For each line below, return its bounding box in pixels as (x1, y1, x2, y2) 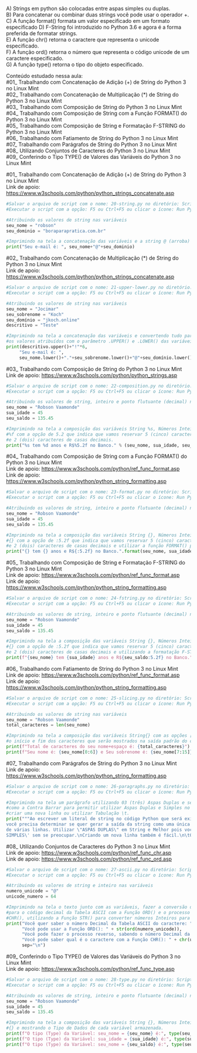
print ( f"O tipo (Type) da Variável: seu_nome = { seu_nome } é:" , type (6, 1031, 180, 1037)
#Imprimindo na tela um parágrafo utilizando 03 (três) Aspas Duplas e (6, 800, 185, 806)
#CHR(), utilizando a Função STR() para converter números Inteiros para (6, 915, 191, 921)
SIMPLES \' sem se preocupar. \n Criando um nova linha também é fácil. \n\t (6, 832, 191, 838)
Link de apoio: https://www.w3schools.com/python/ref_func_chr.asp (6, 849, 172, 856)
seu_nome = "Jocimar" (6, 306, 59, 312)
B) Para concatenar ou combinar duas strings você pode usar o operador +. (6, 11, 189, 18)
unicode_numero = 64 (6, 894, 57, 899)
